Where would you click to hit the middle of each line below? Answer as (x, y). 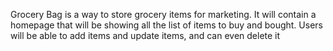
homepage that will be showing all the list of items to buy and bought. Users (166, 25)
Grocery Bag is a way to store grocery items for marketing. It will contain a (163, 14)
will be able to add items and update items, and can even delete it (145, 35)
